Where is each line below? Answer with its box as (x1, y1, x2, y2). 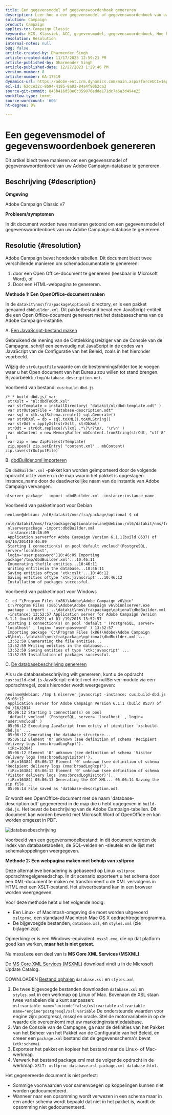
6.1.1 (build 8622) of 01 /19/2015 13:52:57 (5, 616, 102, 621)
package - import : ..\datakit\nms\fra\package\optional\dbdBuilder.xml (7, 607, 166, 613)
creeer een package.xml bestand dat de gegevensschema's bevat (12, 1035, 151, 1041)
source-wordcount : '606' (5, 98, 58, 103)
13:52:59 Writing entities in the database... (7, 643, 109, 648)
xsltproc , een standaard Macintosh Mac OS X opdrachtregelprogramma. (12, 915, 166, 921)
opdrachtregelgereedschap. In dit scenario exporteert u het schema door (5, 873, 160, 879)
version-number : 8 (5, 70, 45, 75)
